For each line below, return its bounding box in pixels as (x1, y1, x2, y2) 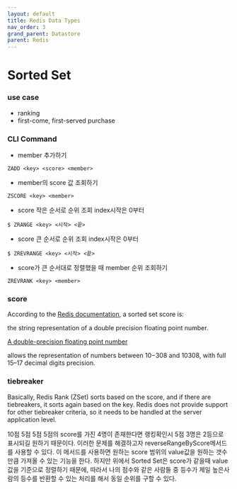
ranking (17, 108, 40, 117)
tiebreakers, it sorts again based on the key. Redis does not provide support (7, 400, 229, 408)
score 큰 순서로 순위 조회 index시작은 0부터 (17, 235, 139, 243)
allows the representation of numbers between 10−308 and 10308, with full (7, 352, 226, 360)
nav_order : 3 (7, 23, 46, 30)
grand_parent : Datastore (7, 30, 81, 38)
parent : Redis (7, 37, 50, 44)
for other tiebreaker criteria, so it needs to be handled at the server (7, 407, 202, 416)
